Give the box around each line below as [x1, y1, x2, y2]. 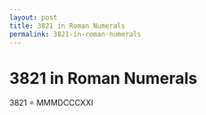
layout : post [9, 12, 58, 22]
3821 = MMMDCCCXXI [9, 97, 94, 108]
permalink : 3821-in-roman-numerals [9, 29, 142, 38]
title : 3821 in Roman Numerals [9, 21, 126, 30]
